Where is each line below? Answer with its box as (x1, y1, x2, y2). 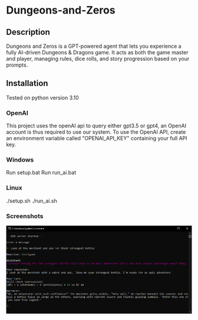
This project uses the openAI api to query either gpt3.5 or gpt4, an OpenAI (6, 122, 187, 130)
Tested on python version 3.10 (6, 94, 80, 101)
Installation (6, 78, 48, 88)
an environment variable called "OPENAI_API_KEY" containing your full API (6, 135, 187, 142)
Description (6, 27, 50, 37)
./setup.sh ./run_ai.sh (6, 197, 57, 204)
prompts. (6, 61, 28, 68)
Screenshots (6, 212, 44, 220)
